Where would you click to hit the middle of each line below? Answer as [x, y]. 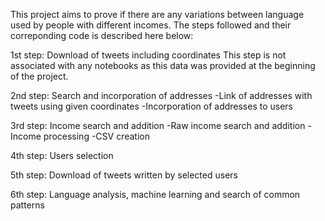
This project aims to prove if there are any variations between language [157, 14]
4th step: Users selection [62, 155]
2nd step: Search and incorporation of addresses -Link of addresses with [161, 95]
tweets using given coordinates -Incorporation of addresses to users [152, 106]
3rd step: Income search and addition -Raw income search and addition [158, 125]
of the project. [39, 76]
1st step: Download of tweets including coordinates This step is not [148, 55]
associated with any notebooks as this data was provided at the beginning [163, 65]
